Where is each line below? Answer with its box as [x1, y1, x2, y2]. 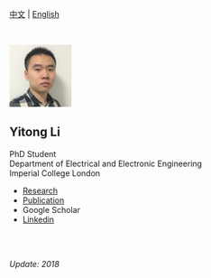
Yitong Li [9, 125, 60, 140]
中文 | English [9, 9, 60, 19]
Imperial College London [9, 167, 101, 179]
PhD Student [9, 148, 57, 159]
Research [22, 185, 59, 196]
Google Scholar [22, 204, 81, 215]
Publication [22, 194, 65, 206]
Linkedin [22, 214, 55, 225]
